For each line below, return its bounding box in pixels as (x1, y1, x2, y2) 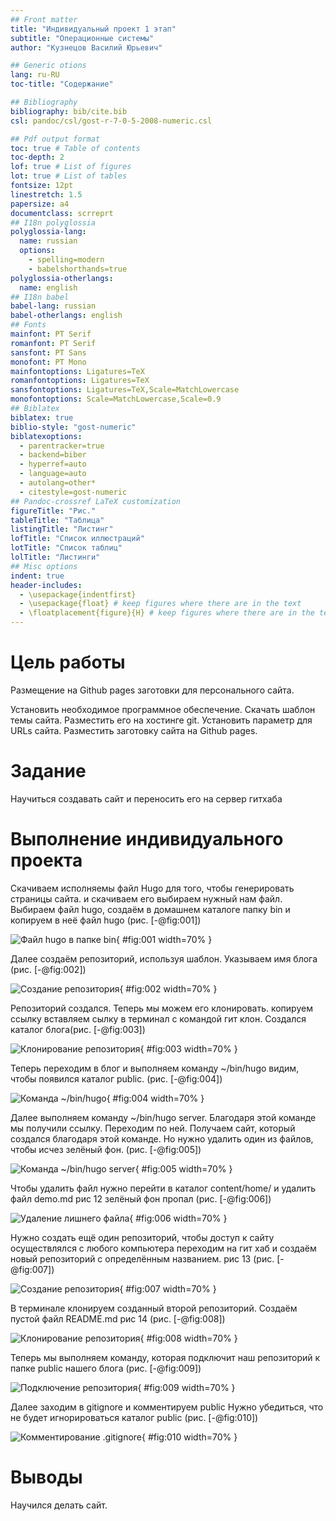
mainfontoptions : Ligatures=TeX (10, 366, 145, 376)
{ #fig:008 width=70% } (139, 1332, 238, 1344)
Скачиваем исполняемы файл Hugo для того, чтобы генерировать (10, 882, 295, 894)
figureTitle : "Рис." (10, 506, 97, 516)
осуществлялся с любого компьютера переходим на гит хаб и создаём (10, 1242, 317, 1254)
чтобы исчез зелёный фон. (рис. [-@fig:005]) (10, 1143, 202, 1155)
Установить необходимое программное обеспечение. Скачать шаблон (10, 703, 316, 715)
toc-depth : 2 (10, 152, 65, 163)
